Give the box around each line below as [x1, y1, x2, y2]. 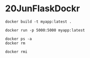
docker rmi [5, 49, 28, 54]
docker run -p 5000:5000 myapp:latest [5, 28, 85, 32]
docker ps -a [5, 36, 32, 41]
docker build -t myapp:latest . [5, 19, 72, 24]
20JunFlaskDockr [5, 3, 80, 14]
